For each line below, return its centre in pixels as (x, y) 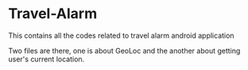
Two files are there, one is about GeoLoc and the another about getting (124, 50)
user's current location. (46, 59)
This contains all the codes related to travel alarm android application (121, 35)
